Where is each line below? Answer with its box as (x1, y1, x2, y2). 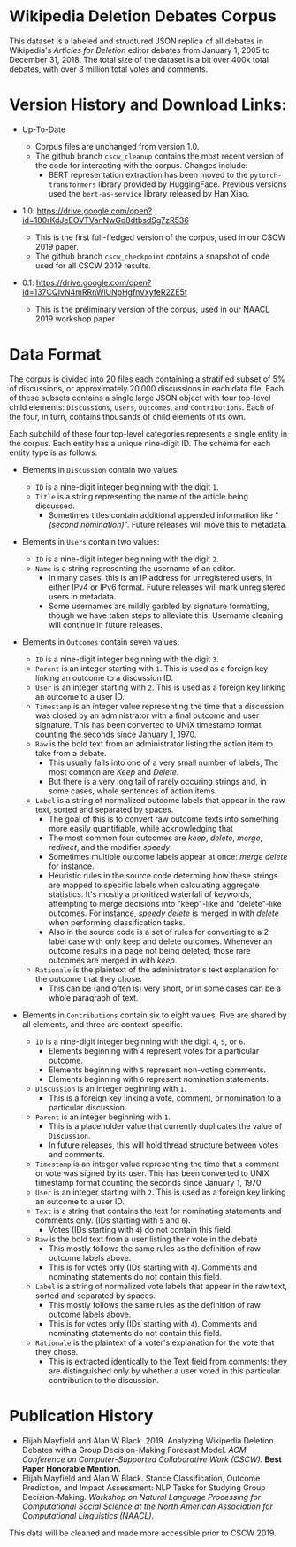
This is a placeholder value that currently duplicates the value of (48, 1120, 283, 1131)
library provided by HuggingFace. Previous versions (98, 179, 287, 190)
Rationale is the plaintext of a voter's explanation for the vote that (34, 1337, 275, 1348)
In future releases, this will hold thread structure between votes (48, 1140, 279, 1150)
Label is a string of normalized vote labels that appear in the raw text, (34, 1280, 287, 1291)
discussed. (34, 500, 75, 511)
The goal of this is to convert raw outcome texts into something (48, 813, 280, 824)
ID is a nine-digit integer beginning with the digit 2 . (34, 553, 219, 564)
